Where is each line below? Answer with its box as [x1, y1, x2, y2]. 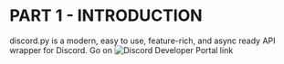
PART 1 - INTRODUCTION [9, 5, 203, 26]
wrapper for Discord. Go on [9, 44, 112, 55]
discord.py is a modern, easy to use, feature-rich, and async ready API [9, 35, 276, 46]
